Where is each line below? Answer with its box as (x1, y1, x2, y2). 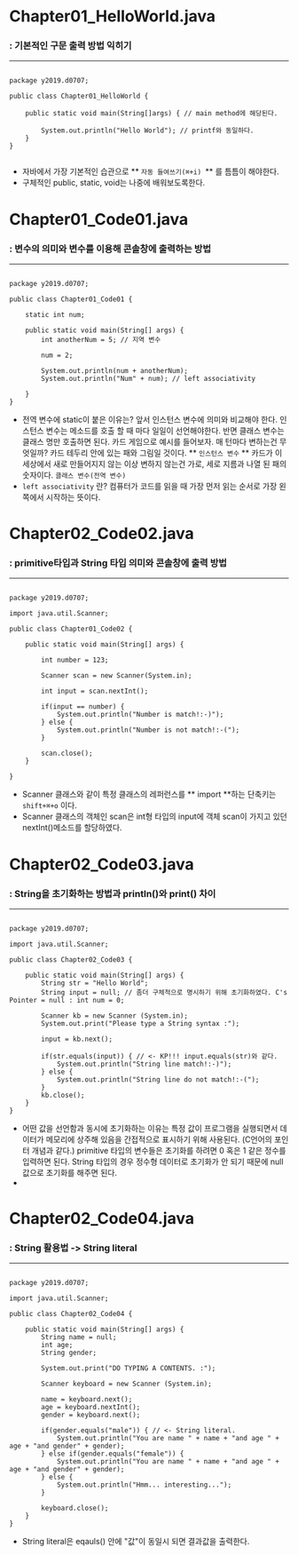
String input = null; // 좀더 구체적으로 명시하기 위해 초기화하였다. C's (41, 988, 288, 996)
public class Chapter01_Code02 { (9, 624, 133, 634)
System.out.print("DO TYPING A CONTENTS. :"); (41, 1364, 216, 1373)
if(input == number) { (41, 702, 125, 711)
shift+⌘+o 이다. (21, 800, 77, 811)
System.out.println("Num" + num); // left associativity (41, 374, 255, 383)
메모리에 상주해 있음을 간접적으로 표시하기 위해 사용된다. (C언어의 (45, 1134, 272, 1145)
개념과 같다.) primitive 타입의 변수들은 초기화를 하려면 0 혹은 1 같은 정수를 (31, 1145, 286, 1155)
